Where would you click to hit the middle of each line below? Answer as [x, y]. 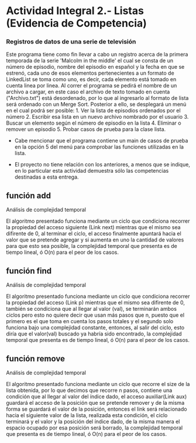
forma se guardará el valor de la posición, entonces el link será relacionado [97, 409]
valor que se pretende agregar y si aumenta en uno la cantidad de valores [95, 240]
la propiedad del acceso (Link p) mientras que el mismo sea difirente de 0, [96, 303]
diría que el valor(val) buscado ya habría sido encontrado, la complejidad [94, 334]
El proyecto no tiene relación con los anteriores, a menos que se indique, [102, 165]
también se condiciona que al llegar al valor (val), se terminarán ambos [92, 309]
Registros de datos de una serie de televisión [71, 42]
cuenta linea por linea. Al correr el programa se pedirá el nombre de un [92, 86]
